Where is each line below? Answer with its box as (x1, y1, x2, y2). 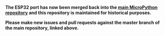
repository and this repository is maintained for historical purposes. (5, 10, 151, 16)
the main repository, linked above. (5, 25, 79, 31)
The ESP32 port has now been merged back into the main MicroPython (5, 5, 158, 10)
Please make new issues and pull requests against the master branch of (5, 20, 160, 25)
